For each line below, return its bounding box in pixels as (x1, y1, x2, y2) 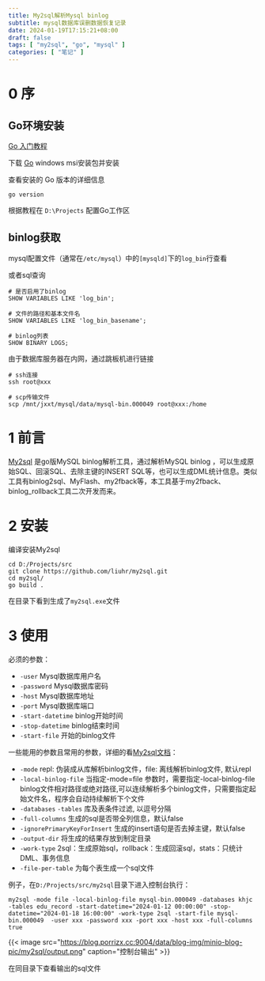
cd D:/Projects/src (8, 560, 73, 568)
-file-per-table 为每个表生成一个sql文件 (19, 863, 154, 873)
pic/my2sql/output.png (8, 946, 83, 956)
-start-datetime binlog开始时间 (19, 710, 123, 720)
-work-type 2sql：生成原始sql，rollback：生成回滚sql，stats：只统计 (19, 843, 244, 853)
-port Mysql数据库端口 (19, 701, 95, 710)
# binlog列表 (8, 331, 49, 340)
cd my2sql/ (8, 574, 44, 582)
